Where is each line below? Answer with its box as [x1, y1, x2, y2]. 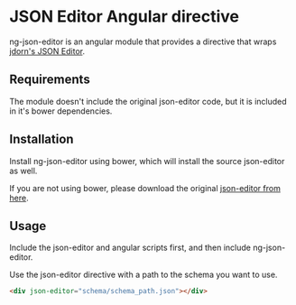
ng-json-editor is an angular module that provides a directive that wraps [9, 36, 277, 47]
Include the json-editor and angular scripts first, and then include [9, 242, 251, 254]
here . [9, 192, 29, 203]
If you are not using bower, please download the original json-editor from [9, 182, 282, 193]
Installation [9, 132, 74, 147]
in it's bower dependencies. [9, 106, 113, 116]
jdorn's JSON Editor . [9, 45, 86, 56]
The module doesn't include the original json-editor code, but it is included [9, 96, 287, 106]
